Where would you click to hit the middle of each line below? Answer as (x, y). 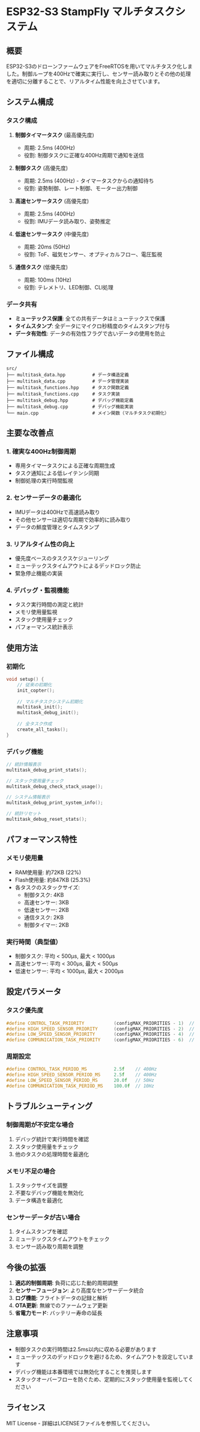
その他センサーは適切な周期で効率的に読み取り (73, 519)
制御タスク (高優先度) (41, 168)
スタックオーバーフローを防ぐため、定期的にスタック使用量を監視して (101, 1379)
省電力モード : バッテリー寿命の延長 (59, 1313)
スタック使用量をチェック (47, 1146)
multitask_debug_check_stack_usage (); (55, 787)
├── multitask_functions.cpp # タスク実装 (63, 394)
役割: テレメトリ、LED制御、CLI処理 (69, 287)
